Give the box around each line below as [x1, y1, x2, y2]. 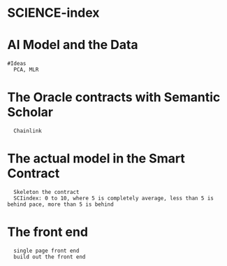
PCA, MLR [13, 66, 39, 73]
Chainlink [13, 127, 42, 134]
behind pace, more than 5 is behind [7, 201, 114, 208]
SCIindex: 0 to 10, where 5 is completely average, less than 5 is [13, 195, 214, 202]
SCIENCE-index [7, 5, 100, 21]
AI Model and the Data [7, 37, 138, 53]
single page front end [13, 247, 80, 254]
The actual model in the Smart [7, 150, 185, 167]
